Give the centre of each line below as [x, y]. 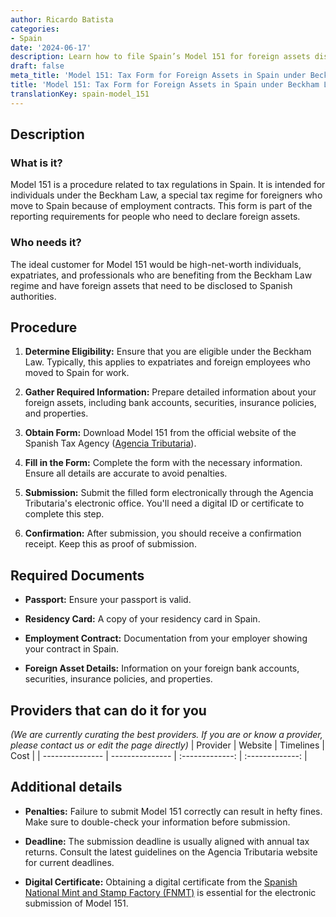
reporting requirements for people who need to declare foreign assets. [155, 217]
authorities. [33, 296]
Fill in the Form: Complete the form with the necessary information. [163, 463]
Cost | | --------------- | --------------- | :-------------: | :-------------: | [159, 756]
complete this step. [64, 514]
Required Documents [77, 575]
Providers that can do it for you [108, 710]
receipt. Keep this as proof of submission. [110, 544]
